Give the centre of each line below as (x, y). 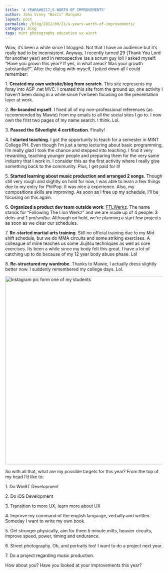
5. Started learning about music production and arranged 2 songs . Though (84, 176)
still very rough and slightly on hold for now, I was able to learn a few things (83, 181)
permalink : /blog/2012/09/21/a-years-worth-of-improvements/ (70, 24)
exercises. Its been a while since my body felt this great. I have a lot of (77, 249)
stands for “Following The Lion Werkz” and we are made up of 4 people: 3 (81, 212)
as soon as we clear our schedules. (42, 223)
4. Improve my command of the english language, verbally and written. (78, 516)
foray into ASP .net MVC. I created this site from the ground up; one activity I (84, 89)
